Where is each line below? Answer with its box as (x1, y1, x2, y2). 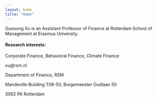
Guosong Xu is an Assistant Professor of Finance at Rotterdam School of (5, 25, 153, 31)
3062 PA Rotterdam (5, 91, 45, 97)
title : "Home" (5, 12, 34, 17)
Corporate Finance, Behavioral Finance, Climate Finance (5, 53, 120, 59)
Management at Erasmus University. (5, 31, 79, 36)
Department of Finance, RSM (5, 72, 64, 78)
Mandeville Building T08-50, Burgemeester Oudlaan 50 (5, 81, 117, 87)
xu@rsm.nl (5, 62, 27, 68)
